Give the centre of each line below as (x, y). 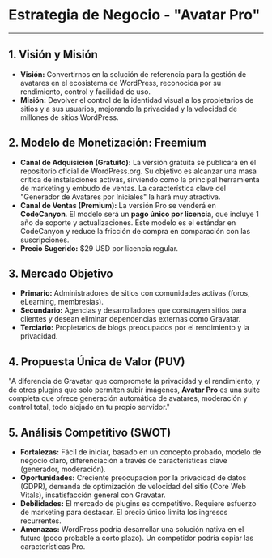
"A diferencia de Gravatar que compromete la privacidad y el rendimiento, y (134, 381)
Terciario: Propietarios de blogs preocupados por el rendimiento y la (134, 328)
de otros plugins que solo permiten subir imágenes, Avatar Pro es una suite (134, 390)
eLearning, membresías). (62, 302)
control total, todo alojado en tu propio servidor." (89, 407)
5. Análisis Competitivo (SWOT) (90, 432)
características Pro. (53, 547)
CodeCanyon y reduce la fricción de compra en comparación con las (135, 231)
